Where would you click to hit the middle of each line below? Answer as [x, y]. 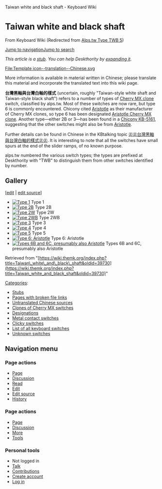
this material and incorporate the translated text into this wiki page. [72, 83]
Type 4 [39, 227]
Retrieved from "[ [22, 258]
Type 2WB [49, 217]
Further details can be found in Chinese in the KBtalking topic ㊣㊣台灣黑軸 [80, 134]
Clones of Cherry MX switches [43, 308]
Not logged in [26, 461]
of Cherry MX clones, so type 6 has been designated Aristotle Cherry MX [78, 114]
